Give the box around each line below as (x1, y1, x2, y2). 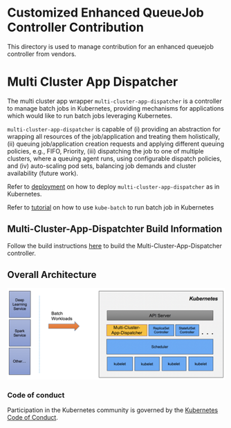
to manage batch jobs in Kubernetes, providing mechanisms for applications (7, 104, 225, 112)
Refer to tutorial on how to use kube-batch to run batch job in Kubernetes (7, 203, 214, 212)
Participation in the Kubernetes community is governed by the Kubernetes (7, 406, 219, 414)
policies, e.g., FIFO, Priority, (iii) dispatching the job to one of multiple (7, 147, 204, 155)
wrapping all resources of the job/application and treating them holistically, (7, 132, 220, 140)
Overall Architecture (7, 269, 97, 281)
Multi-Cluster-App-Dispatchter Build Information (7, 223, 223, 235)
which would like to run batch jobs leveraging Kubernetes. (7, 111, 173, 120)
